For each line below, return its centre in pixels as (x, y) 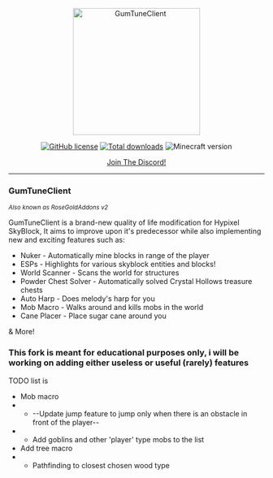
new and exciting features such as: (67, 240)
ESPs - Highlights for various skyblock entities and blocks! (118, 265)
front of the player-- (66, 422)
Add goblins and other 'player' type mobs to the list (118, 439)
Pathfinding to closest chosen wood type (101, 465)
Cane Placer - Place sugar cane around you (93, 316)
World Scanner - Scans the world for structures (100, 273)
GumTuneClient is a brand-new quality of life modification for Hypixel (124, 222)
